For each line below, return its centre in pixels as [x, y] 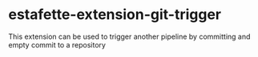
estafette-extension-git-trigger [115, 15]
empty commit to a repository [57, 44]
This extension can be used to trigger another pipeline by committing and [129, 36]
